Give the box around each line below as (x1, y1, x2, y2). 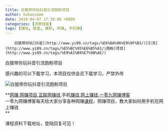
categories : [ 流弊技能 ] (5, 21, 52, 27)
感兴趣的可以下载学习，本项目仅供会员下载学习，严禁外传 (5, 71, 124, 77)
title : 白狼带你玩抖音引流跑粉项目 (5, 7, 70, 13)
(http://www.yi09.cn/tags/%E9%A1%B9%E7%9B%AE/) (5, 51, 107, 56)
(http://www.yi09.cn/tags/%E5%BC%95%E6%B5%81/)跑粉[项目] (5, 46, 126, 51)
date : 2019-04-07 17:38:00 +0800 (5, 17, 75, 22)
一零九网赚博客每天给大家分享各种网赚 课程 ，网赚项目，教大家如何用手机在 (5, 98, 159, 104)
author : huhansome (5, 12, 44, 17)
